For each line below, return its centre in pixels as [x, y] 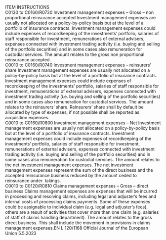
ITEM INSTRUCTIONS [27, 7]
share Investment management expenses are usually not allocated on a [78, 70]
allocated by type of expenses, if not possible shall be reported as [72, 112]
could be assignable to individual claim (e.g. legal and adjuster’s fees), [77, 207]
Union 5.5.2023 [21, 233]
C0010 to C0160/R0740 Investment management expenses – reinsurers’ [78, 65]
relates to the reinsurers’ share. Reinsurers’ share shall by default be [75, 107]
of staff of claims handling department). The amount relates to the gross [79, 217]
